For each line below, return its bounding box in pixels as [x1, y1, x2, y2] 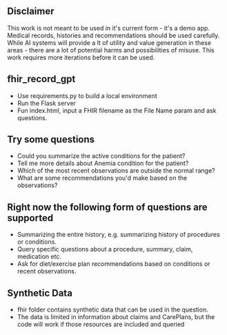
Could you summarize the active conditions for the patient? [17, 152, 186, 160]
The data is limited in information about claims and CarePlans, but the [17, 313, 215, 321]
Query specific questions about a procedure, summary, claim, [17, 245, 193, 253]
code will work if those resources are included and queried [17, 320, 185, 329]
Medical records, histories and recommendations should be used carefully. [7, 31, 220, 39]
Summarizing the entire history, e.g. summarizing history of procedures [17, 231, 221, 239]
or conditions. [17, 238, 57, 246]
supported [7, 212, 54, 224]
